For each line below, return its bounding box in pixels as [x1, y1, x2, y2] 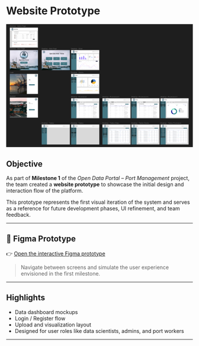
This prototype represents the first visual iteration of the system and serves [6, 198, 191, 206]
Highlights [6, 293, 46, 303]
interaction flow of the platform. [6, 187, 84, 194]
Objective [6, 159, 43, 169]
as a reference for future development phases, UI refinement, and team [6, 204, 181, 212]
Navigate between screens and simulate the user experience [20, 264, 169, 271]
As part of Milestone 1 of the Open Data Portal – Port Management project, [6, 174, 190, 181]
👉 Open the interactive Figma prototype [6, 250, 105, 257]
